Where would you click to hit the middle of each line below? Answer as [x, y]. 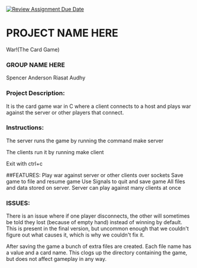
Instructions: [25, 127]
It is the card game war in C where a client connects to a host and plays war [98, 106]
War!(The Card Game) [33, 49]
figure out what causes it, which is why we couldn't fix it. [75, 235]
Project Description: [35, 93]
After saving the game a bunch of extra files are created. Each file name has [99, 247]
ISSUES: [18, 203]
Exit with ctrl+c [25, 164]
